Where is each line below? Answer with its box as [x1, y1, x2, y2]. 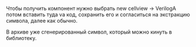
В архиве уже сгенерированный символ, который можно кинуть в [6, 28, 173, 35]
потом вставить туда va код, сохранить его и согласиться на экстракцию [6, 11, 190, 18]
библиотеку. [6, 35, 37, 41]
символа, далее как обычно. [6, 17, 78, 24]
